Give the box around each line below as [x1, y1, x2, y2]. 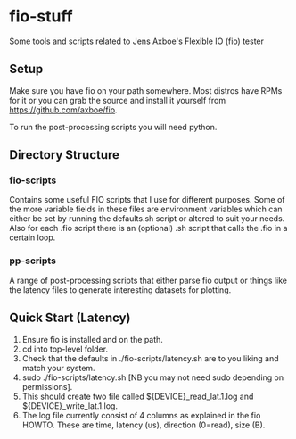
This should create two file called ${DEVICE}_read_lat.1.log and [21, 391, 254, 402]
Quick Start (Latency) [9, 311, 131, 326]
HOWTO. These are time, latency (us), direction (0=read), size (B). [21, 419, 266, 430]
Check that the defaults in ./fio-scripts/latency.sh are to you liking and [21, 352, 279, 363]
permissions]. [21, 381, 73, 392]
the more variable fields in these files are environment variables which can [9, 203, 283, 215]
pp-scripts [9, 254, 56, 267]
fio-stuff [9, 6, 73, 27]
